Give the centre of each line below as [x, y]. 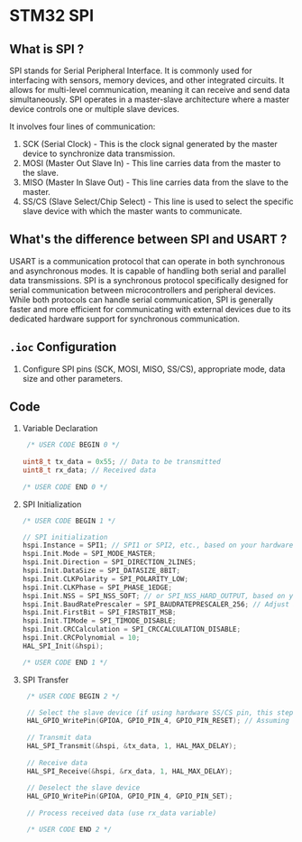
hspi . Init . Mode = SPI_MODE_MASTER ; [89, 554]
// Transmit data [59, 738]
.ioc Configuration [63, 347]
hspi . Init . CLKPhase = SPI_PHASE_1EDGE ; [97, 588]
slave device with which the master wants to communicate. [132, 211]
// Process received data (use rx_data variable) [122, 813]
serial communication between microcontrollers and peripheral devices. [143, 290]
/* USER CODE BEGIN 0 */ [73, 445]
